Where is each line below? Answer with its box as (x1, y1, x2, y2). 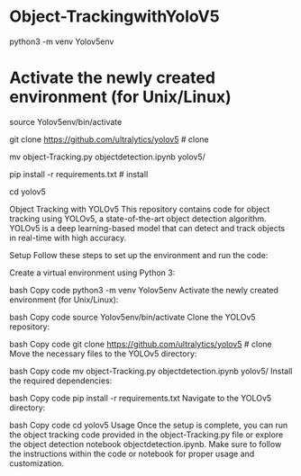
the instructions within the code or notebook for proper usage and (9, 448, 255, 459)
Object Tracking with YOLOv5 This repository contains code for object (9, 203, 270, 214)
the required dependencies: (9, 375, 113, 386)
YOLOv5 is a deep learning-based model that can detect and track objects (9, 222, 286, 233)
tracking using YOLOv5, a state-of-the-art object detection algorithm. (9, 213, 267, 224)
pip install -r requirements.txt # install (9, 168, 149, 179)
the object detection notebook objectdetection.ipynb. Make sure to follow (9, 438, 282, 449)
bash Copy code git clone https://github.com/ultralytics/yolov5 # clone (9, 338, 272, 349)
